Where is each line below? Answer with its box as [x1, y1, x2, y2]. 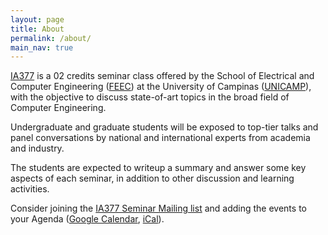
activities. [10, 183, 50, 195]
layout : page [10, 14, 65, 25]
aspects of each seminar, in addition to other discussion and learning [10, 172, 295, 185]
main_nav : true [10, 42, 74, 53]
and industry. [10, 142, 65, 155]
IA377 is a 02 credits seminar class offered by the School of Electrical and [10, 70, 315, 82]
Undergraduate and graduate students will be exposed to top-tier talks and [10, 121, 319, 133]
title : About [10, 24, 65, 34]
